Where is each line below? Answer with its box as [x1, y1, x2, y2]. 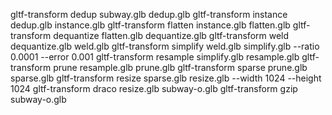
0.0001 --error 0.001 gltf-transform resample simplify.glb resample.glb [10, 51, 300, 63]
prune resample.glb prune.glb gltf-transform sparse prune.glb [53, 62, 308, 73]
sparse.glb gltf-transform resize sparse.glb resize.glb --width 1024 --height [10, 72, 322, 84]
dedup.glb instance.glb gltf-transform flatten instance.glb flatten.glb [10, 19, 291, 31]
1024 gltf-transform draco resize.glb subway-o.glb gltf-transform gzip [10, 83, 298, 94]
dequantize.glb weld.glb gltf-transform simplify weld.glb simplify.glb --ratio [10, 40, 320, 52]
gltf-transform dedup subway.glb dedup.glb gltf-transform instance [10, 9, 288, 20]
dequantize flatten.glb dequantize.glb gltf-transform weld [53, 30, 290, 41]
